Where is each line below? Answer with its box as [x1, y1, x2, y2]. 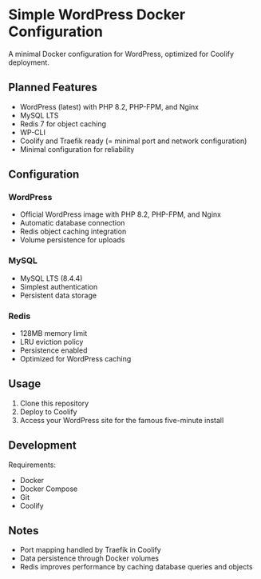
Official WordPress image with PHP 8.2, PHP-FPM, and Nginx [19, 210, 222, 219]
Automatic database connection [19, 218, 125, 228]
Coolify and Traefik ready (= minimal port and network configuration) [19, 136, 247, 146]
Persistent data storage [19, 290, 97, 300]
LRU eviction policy [19, 337, 84, 347]
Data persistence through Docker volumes [19, 553, 160, 563]
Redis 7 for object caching [19, 118, 106, 129]
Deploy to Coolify [19, 406, 77, 417]
